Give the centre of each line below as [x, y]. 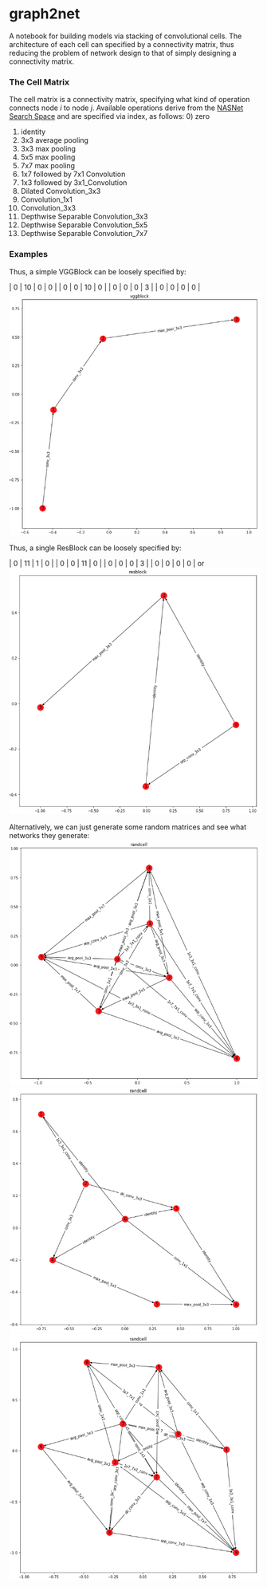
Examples [29, 254]
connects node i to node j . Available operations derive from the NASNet [126, 108]
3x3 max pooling [48, 149]
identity [33, 132]
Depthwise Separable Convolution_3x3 [84, 217]
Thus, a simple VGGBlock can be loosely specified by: [98, 271]
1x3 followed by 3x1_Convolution [74, 183]
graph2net [45, 14]
